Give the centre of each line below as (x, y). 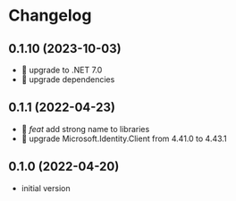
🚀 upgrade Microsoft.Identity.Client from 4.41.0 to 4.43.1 (124, 138)
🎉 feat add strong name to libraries (85, 129)
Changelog (50, 16)
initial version (46, 188)
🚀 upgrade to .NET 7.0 (62, 70)
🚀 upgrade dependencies (68, 80)
